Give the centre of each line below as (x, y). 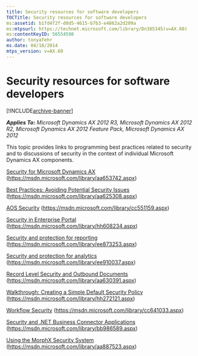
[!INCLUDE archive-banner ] (40, 111)
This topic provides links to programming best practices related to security (99, 147)
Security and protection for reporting (52, 238)
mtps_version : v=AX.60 (35, 51)
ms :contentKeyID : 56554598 (40, 34)
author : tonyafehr (29, 40)
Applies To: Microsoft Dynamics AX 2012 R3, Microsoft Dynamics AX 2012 (99, 122)
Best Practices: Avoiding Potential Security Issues (68, 189)
